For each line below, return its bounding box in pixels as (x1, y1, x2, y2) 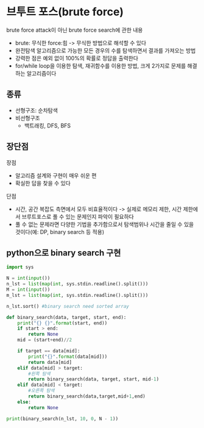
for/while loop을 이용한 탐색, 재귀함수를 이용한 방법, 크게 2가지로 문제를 (15, 62, 186, 70)
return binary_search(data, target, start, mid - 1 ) (28, 376, 160, 382)
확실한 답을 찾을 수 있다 (15, 179, 71, 187)
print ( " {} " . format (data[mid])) (28, 354, 108, 360)
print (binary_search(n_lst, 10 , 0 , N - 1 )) (6, 415, 119, 422)
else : (17, 399, 32, 405)
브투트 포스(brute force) (6, 5, 124, 19)
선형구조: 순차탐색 (15, 107, 58, 114)
